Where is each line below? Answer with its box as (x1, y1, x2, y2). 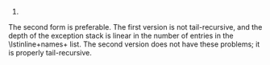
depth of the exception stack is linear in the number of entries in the (8, 31, 234, 40)
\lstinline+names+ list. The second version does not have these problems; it (8, 39, 260, 49)
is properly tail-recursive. (8, 48, 93, 57)
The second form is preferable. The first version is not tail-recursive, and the (8, 22, 263, 31)
